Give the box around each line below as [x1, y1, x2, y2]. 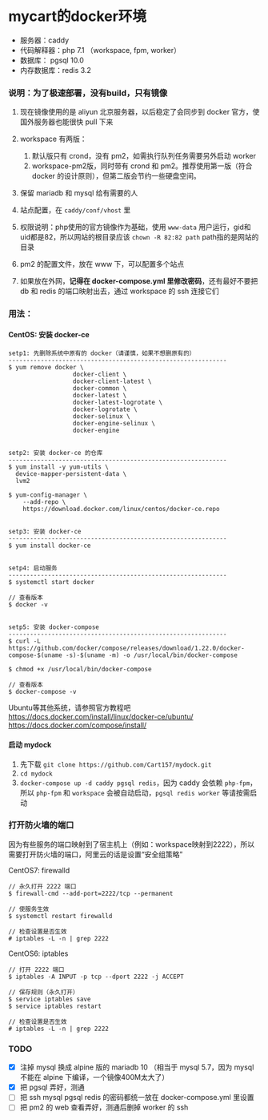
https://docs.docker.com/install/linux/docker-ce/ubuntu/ [8, 712, 194, 722]
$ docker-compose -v [8, 688, 78, 696]
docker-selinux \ [72, 413, 130, 421]
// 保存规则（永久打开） [8, 988, 79, 996]
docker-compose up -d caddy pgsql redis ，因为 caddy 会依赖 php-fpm [19, 778, 250, 788]
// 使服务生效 [8, 904, 50, 913]
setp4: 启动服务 [8, 564, 58, 573]
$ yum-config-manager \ [8, 491, 88, 499]
